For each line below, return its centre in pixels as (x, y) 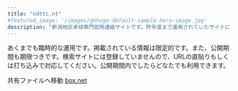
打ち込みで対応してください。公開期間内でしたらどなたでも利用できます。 (121, 66)
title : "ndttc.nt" (34, 14)
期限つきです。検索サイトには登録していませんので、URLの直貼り (115, 56)
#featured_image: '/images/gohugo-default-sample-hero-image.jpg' (107, 20)
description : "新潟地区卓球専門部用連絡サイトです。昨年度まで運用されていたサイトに (119, 27)
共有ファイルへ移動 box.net (47, 80)
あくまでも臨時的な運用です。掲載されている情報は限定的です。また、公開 (115, 48)
